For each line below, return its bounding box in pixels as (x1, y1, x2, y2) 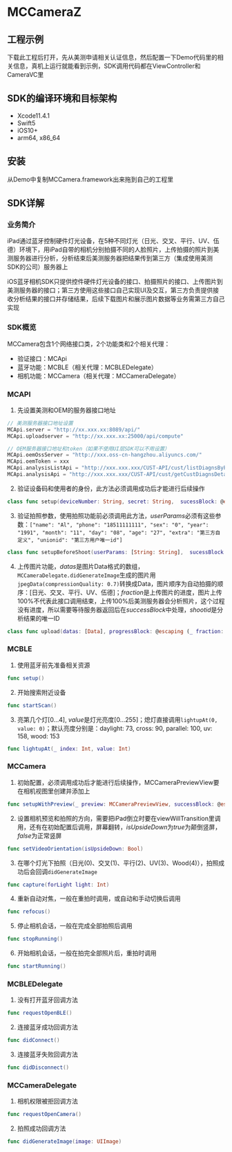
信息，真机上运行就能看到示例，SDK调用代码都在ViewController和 (12, 62, 202, 70)
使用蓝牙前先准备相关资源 (17, 661, 90, 669)
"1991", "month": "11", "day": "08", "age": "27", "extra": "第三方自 (17, 529, 221, 536)
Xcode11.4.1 (17, 112, 50, 120)
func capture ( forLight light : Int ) (7, 881, 110, 888)
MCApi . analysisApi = (7, 471, 67, 478)
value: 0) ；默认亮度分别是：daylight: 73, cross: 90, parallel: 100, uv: (17, 724, 213, 732)
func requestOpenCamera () (7, 1111, 81, 1118)
